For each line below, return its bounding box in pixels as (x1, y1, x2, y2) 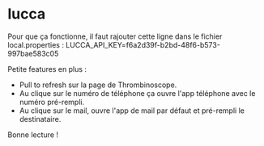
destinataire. (19, 114, 62, 123)
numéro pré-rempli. (19, 97, 85, 106)
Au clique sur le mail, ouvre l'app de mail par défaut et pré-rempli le (19, 106, 245, 115)
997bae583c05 (7, 48, 59, 58)
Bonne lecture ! (7, 130, 58, 140)
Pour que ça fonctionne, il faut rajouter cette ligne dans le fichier (7, 31, 223, 41)
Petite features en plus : (7, 64, 87, 73)
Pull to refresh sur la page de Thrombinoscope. (19, 80, 177, 90)
